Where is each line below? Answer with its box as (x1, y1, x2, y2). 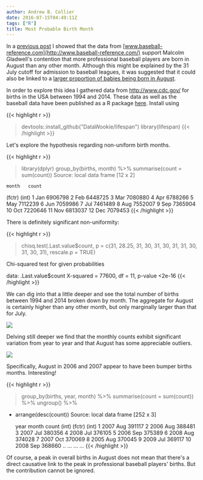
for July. (6, 310, 27, 317)
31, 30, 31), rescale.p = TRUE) (21, 249, 96, 256)
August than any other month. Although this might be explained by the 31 (6, 62, 189, 69)
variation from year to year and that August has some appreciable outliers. (6, 339, 193, 347)
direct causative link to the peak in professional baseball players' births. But (6, 461, 196, 468)
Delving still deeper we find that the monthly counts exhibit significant (6, 333, 181, 341)
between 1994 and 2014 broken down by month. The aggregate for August (6, 297, 193, 304)
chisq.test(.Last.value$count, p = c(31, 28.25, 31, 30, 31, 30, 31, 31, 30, (21, 242, 198, 249)
